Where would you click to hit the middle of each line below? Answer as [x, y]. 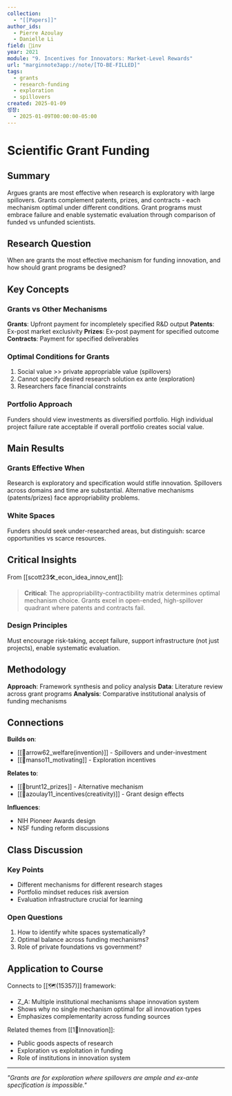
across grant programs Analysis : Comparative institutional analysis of [106, 693]
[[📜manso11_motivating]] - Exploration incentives [87, 760]
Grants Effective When [46, 469]
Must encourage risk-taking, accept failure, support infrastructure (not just [113, 641]
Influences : [24, 807]
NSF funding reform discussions [63, 828]
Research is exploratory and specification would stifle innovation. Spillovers [115, 483]
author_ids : [24, 26]
